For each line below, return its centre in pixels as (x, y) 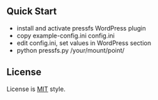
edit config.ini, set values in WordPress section (84, 43)
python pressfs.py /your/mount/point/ (70, 50)
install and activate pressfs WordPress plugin (81, 28)
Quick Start (32, 11)
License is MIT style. (36, 89)
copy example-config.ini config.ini (66, 35)
